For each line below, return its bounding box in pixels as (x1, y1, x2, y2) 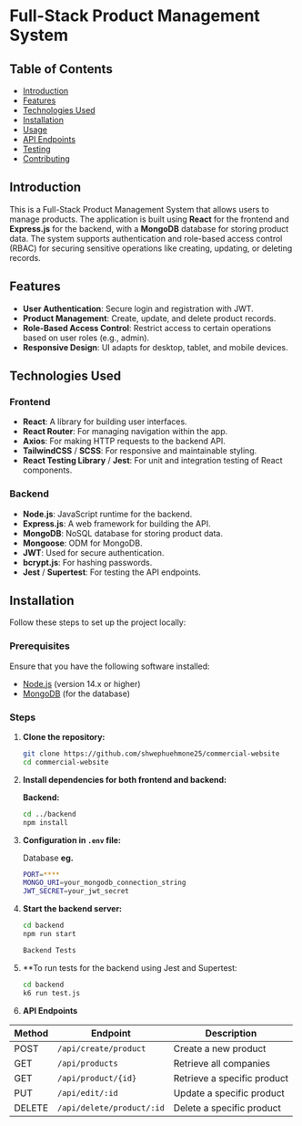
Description (205, 1027, 257, 1039)
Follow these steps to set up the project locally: (9, 617, 186, 628)
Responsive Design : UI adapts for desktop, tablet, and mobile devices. (22, 341, 288, 352)
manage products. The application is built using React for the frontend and (9, 214, 289, 224)
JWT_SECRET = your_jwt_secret (22, 887, 129, 896)
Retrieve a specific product (173, 1071, 289, 1084)
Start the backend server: (22, 903, 123, 914)
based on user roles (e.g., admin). (22, 332, 150, 343)
